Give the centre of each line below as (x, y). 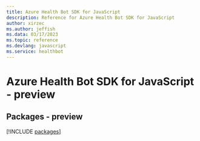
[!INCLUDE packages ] (34, 131)
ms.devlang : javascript (36, 46)
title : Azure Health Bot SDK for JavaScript (63, 12)
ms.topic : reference (32, 40)
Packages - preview (45, 117)
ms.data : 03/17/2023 (32, 35)
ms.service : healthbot (35, 52)
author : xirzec (25, 23)
